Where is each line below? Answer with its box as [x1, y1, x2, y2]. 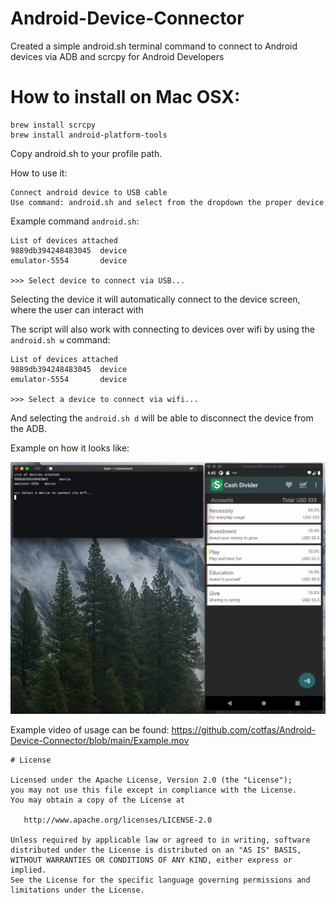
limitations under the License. [10, 885, 145, 895]
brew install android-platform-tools [10, 130, 168, 140]
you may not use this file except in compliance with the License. [10, 785, 298, 795]
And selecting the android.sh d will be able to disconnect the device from [10, 412, 314, 424]
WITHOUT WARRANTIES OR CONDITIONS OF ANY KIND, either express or [10, 855, 293, 865]
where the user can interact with [10, 303, 144, 316]
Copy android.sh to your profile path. [10, 147, 163, 159]
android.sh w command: [10, 333, 111, 346]
